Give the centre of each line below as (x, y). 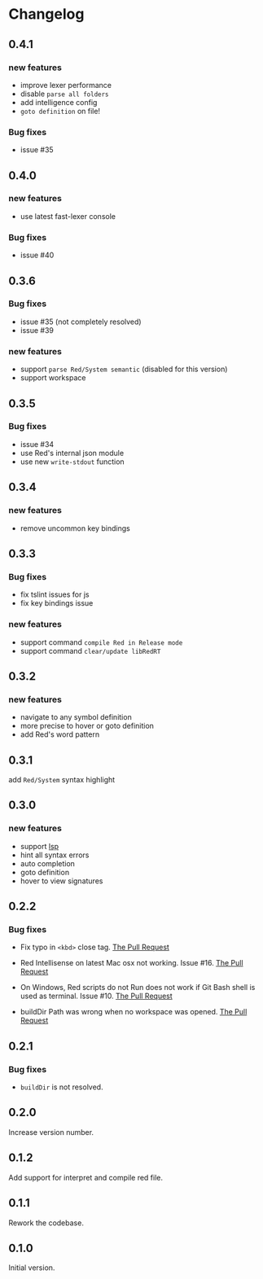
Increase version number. (51, 1132)
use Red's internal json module (72, 453)
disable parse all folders (64, 94)
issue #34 (37, 444)
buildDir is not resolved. (61, 1087)
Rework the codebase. (46, 1223)
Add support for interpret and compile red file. (85, 1177)
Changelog (46, 14)
